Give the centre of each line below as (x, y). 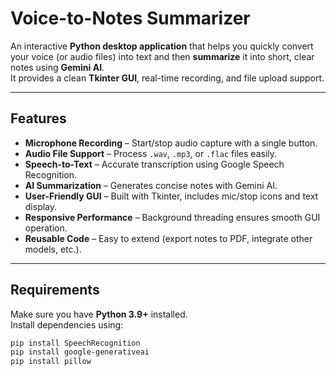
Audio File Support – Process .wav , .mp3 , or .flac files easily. (151, 153)
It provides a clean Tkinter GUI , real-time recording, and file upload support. (167, 78)
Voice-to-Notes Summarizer (130, 18)
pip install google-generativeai (80, 352)
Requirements (55, 290)
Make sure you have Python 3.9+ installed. (99, 314)
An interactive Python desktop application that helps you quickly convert (162, 46)
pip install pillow (51, 362)
